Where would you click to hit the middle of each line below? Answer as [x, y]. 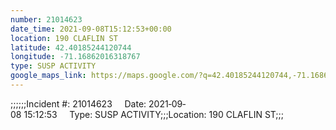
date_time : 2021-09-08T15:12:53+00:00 [91, 29]
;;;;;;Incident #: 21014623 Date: [78, 103]
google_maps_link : [48, 76]
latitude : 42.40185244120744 [71, 47]
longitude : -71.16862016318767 [75, 57]
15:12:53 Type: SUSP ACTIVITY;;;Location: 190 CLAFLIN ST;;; [154, 114]
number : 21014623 [46, 19]
